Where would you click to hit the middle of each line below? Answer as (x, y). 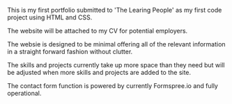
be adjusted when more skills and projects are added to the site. (99, 72)
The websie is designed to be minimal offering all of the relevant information (116, 44)
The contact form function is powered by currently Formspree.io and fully (113, 86)
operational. (24, 93)
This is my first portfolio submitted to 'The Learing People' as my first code (115, 10)
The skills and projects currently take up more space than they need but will (116, 65)
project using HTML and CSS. (50, 17)
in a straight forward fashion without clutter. (70, 52)
